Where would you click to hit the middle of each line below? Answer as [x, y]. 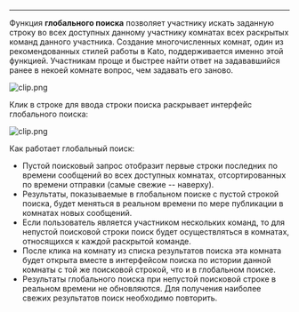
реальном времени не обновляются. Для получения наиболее [141, 288]
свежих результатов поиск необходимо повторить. [120, 298]
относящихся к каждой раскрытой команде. [106, 241]
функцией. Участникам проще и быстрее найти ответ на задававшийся [145, 60]
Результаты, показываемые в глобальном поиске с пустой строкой [150, 194]
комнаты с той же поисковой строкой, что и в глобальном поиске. [149, 269]
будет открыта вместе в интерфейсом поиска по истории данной [146, 260]
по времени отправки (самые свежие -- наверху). [118, 184]
